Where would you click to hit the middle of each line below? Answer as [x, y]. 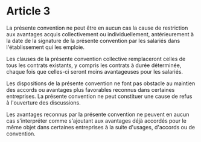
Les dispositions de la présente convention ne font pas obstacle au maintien [101, 83]
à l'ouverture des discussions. [44, 102]
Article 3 [28, 11]
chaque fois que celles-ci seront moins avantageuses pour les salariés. [94, 71]
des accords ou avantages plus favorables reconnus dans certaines [91, 89]
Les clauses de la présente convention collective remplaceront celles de [96, 59]
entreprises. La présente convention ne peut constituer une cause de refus [99, 96]
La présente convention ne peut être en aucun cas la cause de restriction [97, 28]
